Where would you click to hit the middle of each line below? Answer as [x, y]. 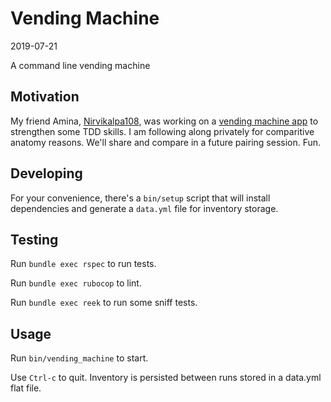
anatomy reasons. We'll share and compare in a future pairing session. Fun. [166, 142]
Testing [34, 239]
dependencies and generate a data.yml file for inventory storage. [144, 208]
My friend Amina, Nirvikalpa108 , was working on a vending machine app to [164, 121]
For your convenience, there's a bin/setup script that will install [140, 198]
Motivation [45, 97]
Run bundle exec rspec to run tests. [83, 264]
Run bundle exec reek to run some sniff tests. [104, 303]
